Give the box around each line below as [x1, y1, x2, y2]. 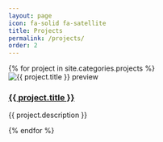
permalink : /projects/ [8, 34, 85, 43]
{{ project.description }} [8, 110, 88, 120]
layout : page [8, 11, 52, 20]
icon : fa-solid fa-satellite [8, 19, 107, 27]
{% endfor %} [8, 126, 55, 136]
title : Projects [8, 26, 63, 34]
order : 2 [8, 42, 38, 50]
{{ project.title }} [8, 92, 75, 103]
